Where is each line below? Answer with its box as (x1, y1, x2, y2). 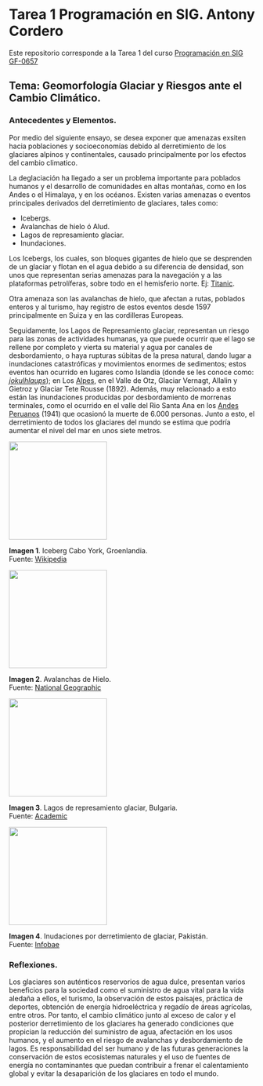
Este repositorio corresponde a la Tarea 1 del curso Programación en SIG (9, 48, 243, 57)
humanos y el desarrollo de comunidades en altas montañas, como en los (9, 181, 247, 191)
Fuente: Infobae (9, 939, 60, 949)
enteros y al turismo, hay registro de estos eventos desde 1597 (9, 302, 211, 312)
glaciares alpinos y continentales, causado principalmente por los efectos (9, 149, 247, 159)
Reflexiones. (9, 959, 58, 970)
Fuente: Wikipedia (9, 554, 67, 563)
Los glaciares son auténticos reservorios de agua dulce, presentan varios (9, 977, 246, 986)
